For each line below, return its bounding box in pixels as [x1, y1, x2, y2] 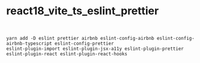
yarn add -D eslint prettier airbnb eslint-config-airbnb [6, 35, 154, 41]
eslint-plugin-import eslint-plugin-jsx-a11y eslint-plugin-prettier [6, 46, 184, 52]
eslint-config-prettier [54, 40, 114, 46]
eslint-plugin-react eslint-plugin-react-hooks [6, 51, 128, 57]
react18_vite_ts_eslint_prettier [6, 4, 159, 18]
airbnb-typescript [6, 40, 52, 46]
